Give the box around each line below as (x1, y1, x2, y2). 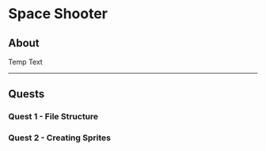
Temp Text (8, 57, 44, 66)
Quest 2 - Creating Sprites (8, 132, 111, 143)
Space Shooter (8, 5, 108, 23)
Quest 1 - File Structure (8, 111, 99, 123)
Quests (8, 88, 45, 101)
